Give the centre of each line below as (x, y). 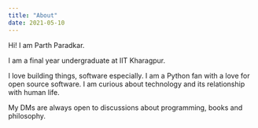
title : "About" (33, 15)
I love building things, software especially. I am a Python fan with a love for (129, 75)
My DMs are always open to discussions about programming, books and (125, 108)
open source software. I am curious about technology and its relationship (127, 84)
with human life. (34, 92)
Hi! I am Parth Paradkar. (46, 45)
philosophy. (27, 115)
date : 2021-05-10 (37, 23)
